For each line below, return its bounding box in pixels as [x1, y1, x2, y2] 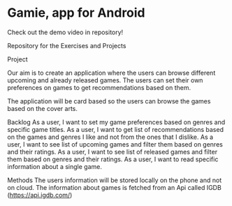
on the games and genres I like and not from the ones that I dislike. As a [7, 133, 214, 141]
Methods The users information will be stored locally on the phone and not [7, 176, 222, 184]
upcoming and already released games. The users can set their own [7, 75, 203, 84]
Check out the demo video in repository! [7, 28, 124, 36]
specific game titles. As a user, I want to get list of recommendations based [7, 125, 224, 133]
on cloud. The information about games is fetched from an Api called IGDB [7, 183, 222, 191]
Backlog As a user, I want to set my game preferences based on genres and [7, 117, 226, 126]
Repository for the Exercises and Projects [7, 41, 126, 50]
